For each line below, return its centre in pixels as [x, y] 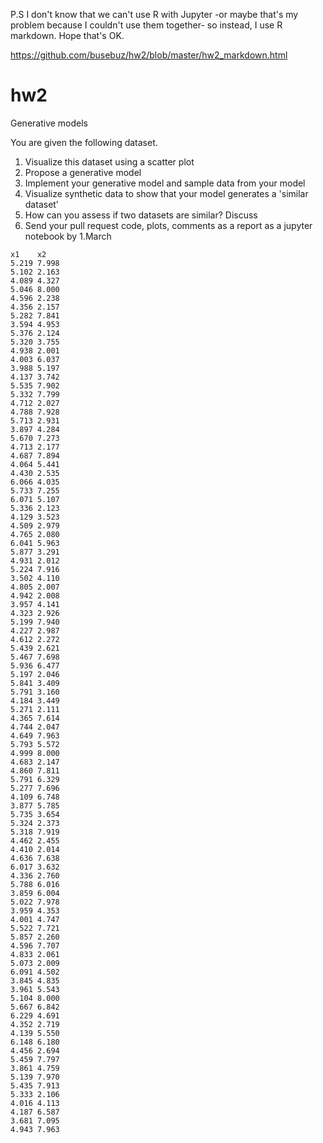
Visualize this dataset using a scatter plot [109, 161]
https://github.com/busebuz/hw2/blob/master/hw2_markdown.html [149, 55]
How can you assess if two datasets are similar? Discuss [141, 215]
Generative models [49, 123]
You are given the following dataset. [84, 142]
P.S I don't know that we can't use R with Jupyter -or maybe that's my [154, 14]
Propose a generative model [83, 172]
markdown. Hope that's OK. [67, 35]
